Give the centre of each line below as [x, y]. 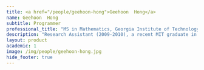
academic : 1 [21, 46]
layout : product [27, 40]
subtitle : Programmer [34, 23]
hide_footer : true [29, 57]
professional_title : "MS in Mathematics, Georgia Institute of [88, 29]
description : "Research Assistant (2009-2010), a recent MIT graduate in [102, 35]
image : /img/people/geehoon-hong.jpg [54, 52]
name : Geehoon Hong [32, 18]
